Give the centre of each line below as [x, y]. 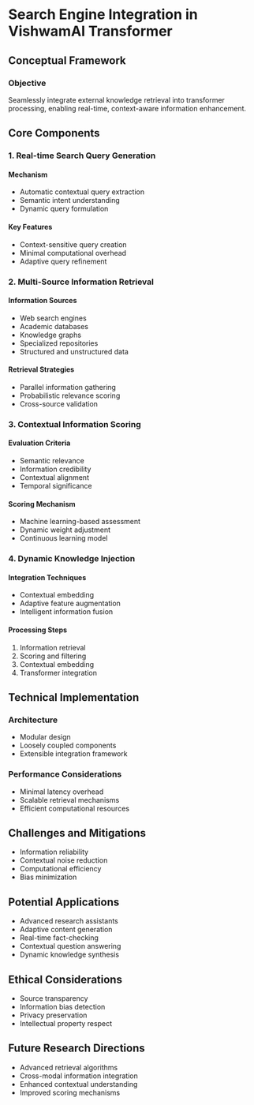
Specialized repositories [59, 343]
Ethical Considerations [65, 979]
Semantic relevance [52, 461]
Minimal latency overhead [62, 792]
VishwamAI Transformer [90, 31]
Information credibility [55, 469]
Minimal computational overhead [73, 253]
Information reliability [54, 852]
